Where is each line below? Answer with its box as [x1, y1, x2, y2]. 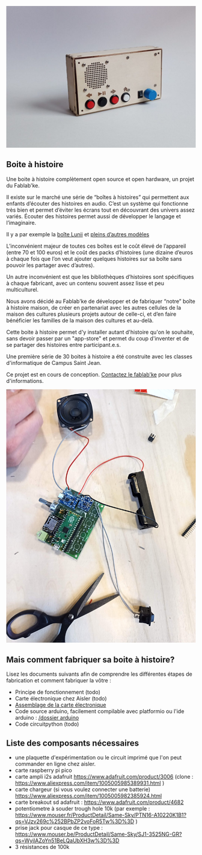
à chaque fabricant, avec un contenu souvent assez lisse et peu [6, 280, 164, 287]
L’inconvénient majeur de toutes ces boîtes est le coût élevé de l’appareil [6, 242, 186, 250]
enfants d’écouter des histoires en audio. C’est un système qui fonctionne [6, 200, 188, 207]
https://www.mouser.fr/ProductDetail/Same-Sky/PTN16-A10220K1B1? [14, 812, 187, 819]
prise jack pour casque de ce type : [14, 824, 103, 832]
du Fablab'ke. [6, 182, 40, 189]
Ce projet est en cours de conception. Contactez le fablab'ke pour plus [6, 370, 182, 378]
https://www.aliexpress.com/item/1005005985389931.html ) [14, 779, 165, 787]
